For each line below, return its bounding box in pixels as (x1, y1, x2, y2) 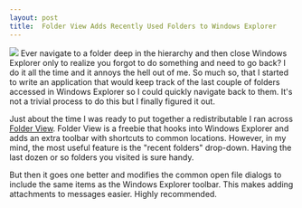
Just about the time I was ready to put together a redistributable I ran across (9, 113, 294, 124)
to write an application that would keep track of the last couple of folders (9, 76, 280, 87)
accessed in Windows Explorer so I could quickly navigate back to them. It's (9, 86, 293, 97)
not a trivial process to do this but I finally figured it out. (9, 96, 215, 107)
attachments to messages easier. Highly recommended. (9, 188, 217, 199)
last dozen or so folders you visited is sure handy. (9, 151, 194, 163)
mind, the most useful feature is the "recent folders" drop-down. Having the (9, 142, 292, 153)
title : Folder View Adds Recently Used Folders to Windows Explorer (9, 22, 278, 31)
